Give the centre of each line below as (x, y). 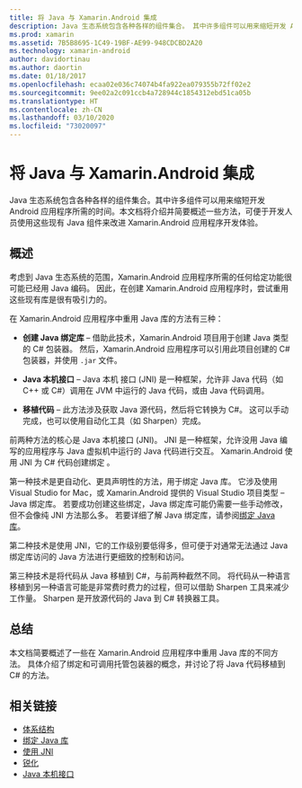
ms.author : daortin (46, 68)
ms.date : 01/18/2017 (48, 76)
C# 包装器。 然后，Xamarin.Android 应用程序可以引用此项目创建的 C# (161, 349)
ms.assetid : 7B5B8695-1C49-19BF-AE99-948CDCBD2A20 (106, 43)
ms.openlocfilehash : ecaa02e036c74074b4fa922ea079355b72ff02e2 (130, 84)
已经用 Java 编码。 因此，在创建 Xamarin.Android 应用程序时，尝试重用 (157, 288)
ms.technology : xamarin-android (70, 51)
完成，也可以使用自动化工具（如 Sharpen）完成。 (114, 421)
